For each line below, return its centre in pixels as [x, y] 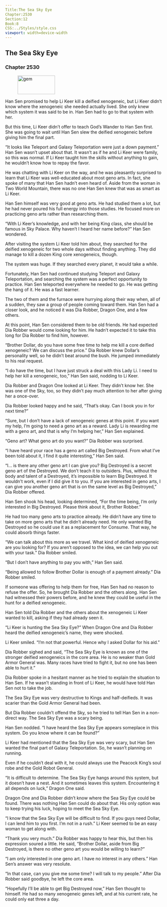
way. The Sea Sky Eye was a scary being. [61, 718]
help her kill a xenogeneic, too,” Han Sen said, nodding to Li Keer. [72, 376]
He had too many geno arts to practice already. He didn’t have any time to [81, 517]
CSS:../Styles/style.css [31, 28]
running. [14, 753]
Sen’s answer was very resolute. [38, 864]
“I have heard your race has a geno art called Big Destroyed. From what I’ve [83, 450]
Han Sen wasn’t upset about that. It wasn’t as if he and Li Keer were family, [82, 152]
